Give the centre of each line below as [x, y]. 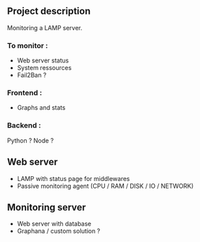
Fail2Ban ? [32, 75]
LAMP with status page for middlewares [73, 178]
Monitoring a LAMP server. [45, 27]
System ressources [44, 68]
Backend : [24, 125]
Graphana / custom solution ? [59, 231]
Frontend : [25, 93]
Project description [49, 11]
